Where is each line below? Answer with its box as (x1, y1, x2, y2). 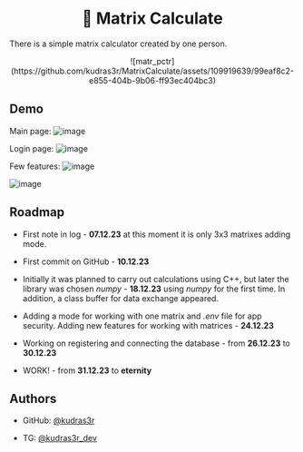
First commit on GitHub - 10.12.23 (22, 256, 150, 267)
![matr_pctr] (130, 55, 175, 66)
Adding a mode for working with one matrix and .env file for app (22, 310, 262, 321)
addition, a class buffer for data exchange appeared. (22, 292, 220, 303)
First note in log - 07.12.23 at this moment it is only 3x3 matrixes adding (22, 229, 291, 240)
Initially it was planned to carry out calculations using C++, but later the (22, 273, 289, 284)
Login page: (9, 142, 54, 153)
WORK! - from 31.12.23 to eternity (22, 365, 152, 376)
